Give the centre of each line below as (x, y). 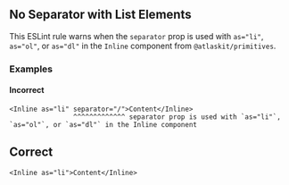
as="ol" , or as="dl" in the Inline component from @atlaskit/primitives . (143, 46)
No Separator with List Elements (100, 15)
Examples (31, 69)
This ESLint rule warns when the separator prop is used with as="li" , (136, 36)
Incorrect (27, 90)
